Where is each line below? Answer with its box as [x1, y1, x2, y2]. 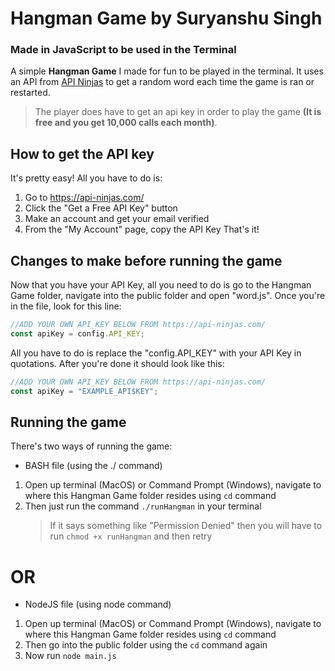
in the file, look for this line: [10, 300, 122, 312]
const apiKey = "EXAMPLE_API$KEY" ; [10, 386, 159, 396]
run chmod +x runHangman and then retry [49, 530, 213, 542]
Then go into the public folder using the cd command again [24, 639, 268, 651]
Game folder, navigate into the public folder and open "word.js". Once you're [10, 290, 326, 302]
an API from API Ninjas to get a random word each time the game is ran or [10, 76, 315, 88]
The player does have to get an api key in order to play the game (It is [34, 106, 322, 118]
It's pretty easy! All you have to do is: [10, 172, 163, 184]
